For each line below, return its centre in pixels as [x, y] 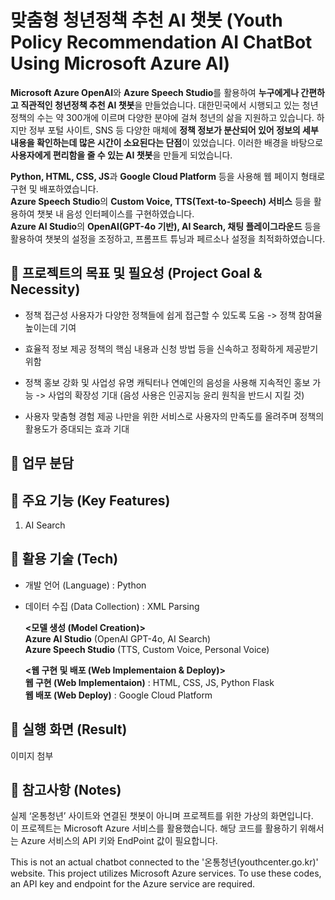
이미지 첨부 [32, 755]
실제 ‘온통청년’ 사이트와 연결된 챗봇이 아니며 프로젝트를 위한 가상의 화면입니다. [162, 816]
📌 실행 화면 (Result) [69, 729]
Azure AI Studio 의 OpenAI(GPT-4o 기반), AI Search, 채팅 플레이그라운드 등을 [166, 226]
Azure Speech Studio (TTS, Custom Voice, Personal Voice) [147, 649]
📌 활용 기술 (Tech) [64, 559]
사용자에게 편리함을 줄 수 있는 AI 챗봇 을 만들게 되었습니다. [121, 155]
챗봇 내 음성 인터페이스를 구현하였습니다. [115, 213]
